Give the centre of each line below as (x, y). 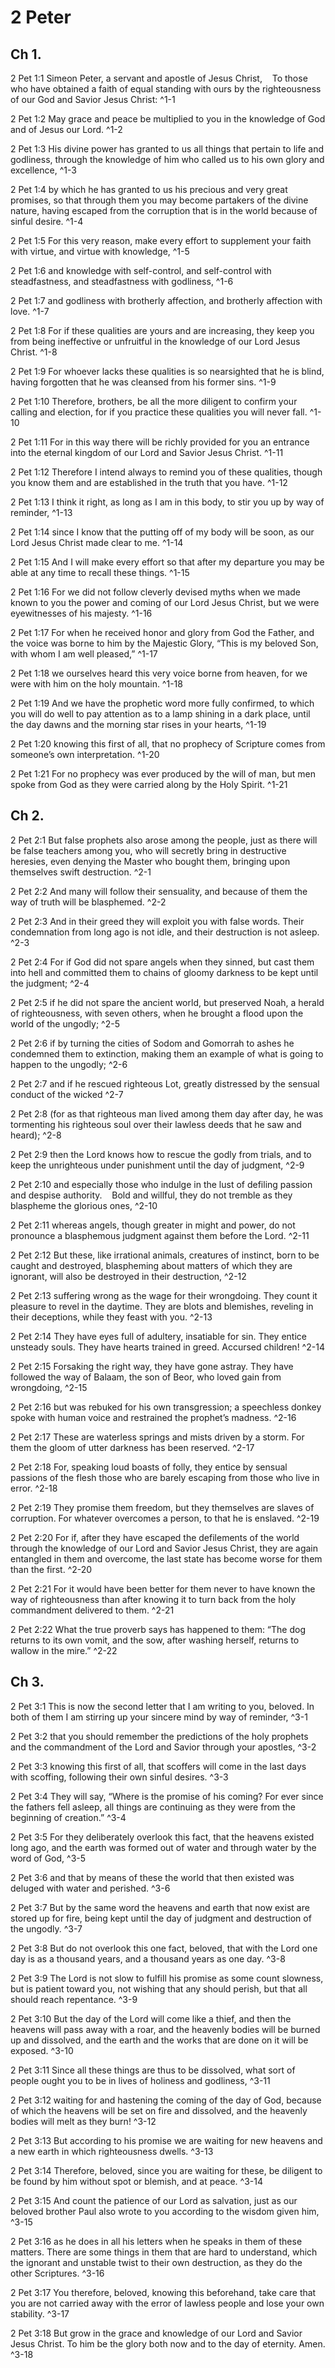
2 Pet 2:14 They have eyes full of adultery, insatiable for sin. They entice (158, 1336)
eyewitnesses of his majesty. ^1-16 (81, 613)
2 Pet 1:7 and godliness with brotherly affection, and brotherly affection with (166, 300)
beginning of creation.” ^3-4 (68, 1817)
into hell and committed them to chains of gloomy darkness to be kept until (164, 972)
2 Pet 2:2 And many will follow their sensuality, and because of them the (159, 891)
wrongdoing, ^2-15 (49, 1387)
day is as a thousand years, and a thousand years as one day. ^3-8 (148, 1958)
